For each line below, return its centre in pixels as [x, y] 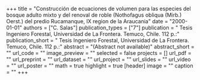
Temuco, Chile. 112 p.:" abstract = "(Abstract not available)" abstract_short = [100, 47]
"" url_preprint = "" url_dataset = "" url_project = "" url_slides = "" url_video [99, 59]
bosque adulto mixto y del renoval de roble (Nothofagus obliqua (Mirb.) [94, 15]
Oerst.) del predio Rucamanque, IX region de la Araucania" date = [87, 21]
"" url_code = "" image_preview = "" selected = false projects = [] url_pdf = [99, 53]
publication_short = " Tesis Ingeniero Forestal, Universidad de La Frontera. [98, 40]
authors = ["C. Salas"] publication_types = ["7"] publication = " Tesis [108, 27]
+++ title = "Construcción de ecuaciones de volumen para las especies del [99, 9]
